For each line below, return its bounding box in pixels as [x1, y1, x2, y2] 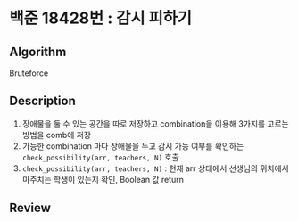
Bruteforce [9, 68, 49, 78]
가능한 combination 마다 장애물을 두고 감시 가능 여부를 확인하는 [21, 140, 244, 151]
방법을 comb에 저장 [21, 129, 92, 140]
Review [9, 201, 52, 216]
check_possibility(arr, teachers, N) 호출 [21, 151, 180, 162]
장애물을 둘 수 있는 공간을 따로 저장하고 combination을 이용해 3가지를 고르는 [21, 118, 289, 129]
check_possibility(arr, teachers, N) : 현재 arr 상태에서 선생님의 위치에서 [21, 162, 289, 174]
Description [9, 94, 76, 109]
